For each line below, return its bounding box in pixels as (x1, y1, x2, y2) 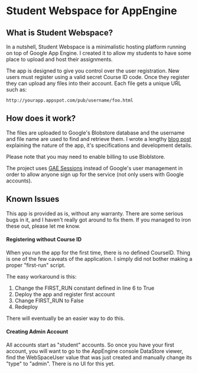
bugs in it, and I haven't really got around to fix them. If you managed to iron (6, 216, 191, 223)
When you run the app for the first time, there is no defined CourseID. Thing (6, 249, 190, 256)
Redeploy (14, 303, 38, 310)
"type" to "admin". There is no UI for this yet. (6, 360, 115, 367)
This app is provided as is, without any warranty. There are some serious (6, 210, 183, 217)
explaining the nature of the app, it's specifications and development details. (6, 142, 193, 149)
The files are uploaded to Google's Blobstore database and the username (6, 129, 185, 136)
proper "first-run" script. (6, 261, 66, 269)
